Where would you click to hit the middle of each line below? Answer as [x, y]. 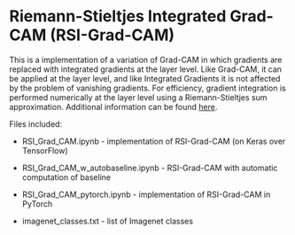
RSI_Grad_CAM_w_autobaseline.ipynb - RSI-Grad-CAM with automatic [150, 168]
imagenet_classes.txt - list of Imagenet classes [107, 221]
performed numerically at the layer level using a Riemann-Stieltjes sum [138, 97]
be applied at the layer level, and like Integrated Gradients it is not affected [145, 78]
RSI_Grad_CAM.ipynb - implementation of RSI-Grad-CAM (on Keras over [154, 141]
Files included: [36, 124]
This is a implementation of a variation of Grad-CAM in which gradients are [146, 59]
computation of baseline [66, 177]
